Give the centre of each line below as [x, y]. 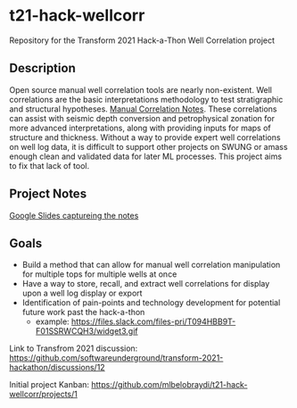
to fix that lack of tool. [49, 165]
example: [52, 321]
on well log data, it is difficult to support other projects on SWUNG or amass [148, 146]
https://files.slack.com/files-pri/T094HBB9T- [153, 321]
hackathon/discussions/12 [57, 368]
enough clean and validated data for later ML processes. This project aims [146, 156]
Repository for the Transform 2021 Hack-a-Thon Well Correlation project [142, 40]
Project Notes [48, 194]
